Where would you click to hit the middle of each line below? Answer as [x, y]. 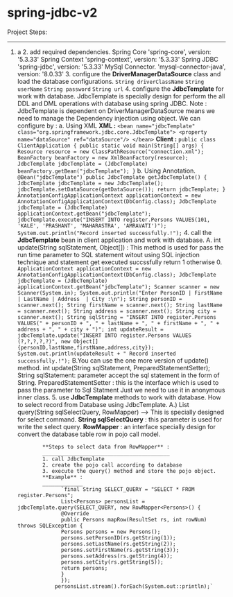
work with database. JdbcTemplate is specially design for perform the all [121, 96]
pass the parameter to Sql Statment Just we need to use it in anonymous [121, 390]
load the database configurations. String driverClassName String [111, 81]
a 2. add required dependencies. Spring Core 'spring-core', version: [114, 52]
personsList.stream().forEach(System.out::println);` [134, 586]
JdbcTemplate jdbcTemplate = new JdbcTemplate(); [90, 183]
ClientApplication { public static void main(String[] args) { [111, 146]
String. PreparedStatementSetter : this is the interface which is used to [118, 382]
